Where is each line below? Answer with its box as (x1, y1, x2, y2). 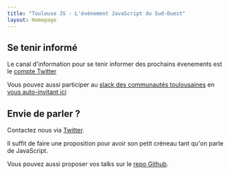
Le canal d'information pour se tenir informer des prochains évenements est (7, 60, 222, 69)
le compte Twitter (7, 67, 57, 75)
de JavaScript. (7, 147, 48, 155)
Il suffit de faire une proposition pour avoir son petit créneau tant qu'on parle (7, 139, 224, 148)
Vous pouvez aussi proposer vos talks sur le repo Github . (7, 160, 169, 168)
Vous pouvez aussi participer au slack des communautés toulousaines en (7, 80, 215, 89)
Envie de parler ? (7, 108, 80, 119)
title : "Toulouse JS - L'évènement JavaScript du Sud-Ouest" (7, 10, 186, 17)
